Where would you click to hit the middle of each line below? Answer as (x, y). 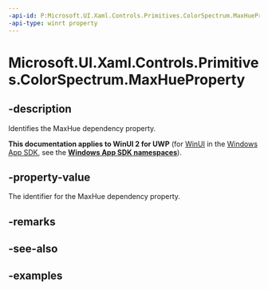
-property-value (49, 177)
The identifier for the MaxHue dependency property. (95, 197)
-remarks (32, 222)
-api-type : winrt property (53, 23)
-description (40, 109)
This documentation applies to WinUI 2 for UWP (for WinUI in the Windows (133, 144)
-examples (35, 276)
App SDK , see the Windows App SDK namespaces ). (95, 152)
